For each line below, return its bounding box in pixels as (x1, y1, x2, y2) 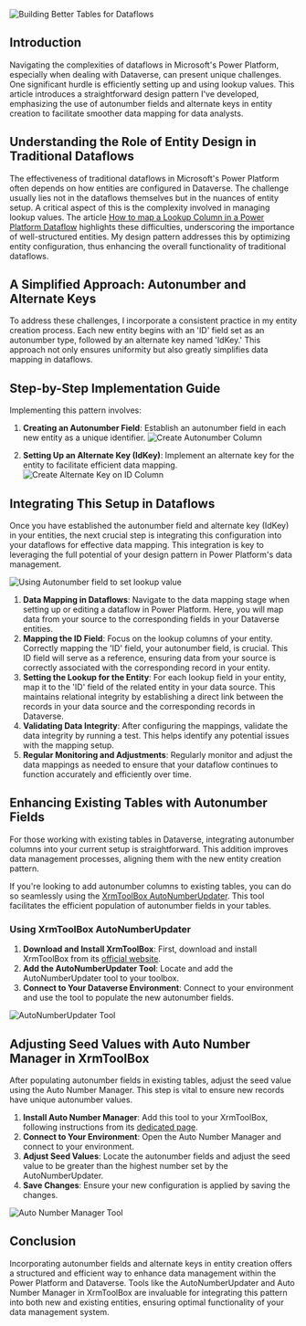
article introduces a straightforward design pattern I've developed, (9, 88, 259, 100)
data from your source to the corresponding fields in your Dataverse (22, 614, 280, 625)
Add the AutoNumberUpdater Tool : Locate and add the (22, 963, 234, 974)
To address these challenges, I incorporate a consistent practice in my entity (9, 315, 298, 326)
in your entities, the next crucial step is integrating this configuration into (9, 530, 282, 541)
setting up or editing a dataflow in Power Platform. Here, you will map (22, 604, 284, 616)
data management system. (9, 1306, 110, 1317)
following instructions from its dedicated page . (22, 1121, 198, 1132)
